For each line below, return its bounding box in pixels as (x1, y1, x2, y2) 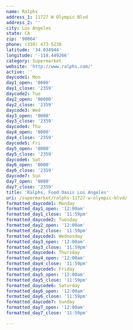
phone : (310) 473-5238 (6, 42, 62, 48)
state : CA (6, 31, 31, 37)
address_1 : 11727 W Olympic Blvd (6, 14, 88, 20)
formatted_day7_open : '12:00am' (6, 305, 85, 311)
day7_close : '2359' (6, 184, 54, 190)
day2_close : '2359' (6, 101, 54, 108)
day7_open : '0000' (6, 179, 51, 184)
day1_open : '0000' (6, 80, 51, 86)
